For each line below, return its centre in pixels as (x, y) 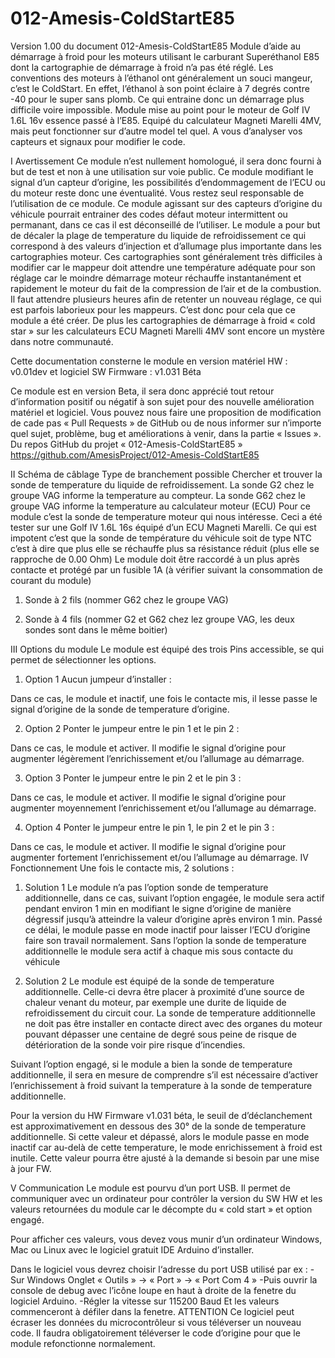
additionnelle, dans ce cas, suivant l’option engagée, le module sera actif (174, 898)
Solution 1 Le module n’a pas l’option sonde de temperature (146, 887)
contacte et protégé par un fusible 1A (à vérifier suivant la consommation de (166, 569)
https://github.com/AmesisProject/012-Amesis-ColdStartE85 (135, 454)
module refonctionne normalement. (83, 1343)
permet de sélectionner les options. (83, 659)
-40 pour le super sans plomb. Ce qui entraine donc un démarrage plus (157, 99)
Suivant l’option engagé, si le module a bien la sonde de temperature (151, 1064)
